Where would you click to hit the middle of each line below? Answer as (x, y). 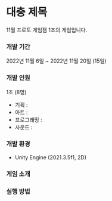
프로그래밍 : (29, 119)
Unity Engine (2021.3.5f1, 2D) (51, 157)
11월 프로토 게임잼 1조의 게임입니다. (47, 30)
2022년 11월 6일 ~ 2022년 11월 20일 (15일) (56, 61)
